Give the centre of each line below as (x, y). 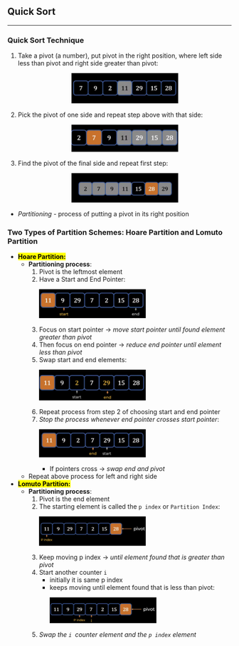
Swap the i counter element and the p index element (118, 634)
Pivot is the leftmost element (81, 272)
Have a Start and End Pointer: (82, 280)
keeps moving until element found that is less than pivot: (132, 587)
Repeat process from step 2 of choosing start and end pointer (129, 412)
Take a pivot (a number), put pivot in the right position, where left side (120, 55)
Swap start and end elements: (83, 360)
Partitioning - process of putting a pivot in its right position (103, 213)
